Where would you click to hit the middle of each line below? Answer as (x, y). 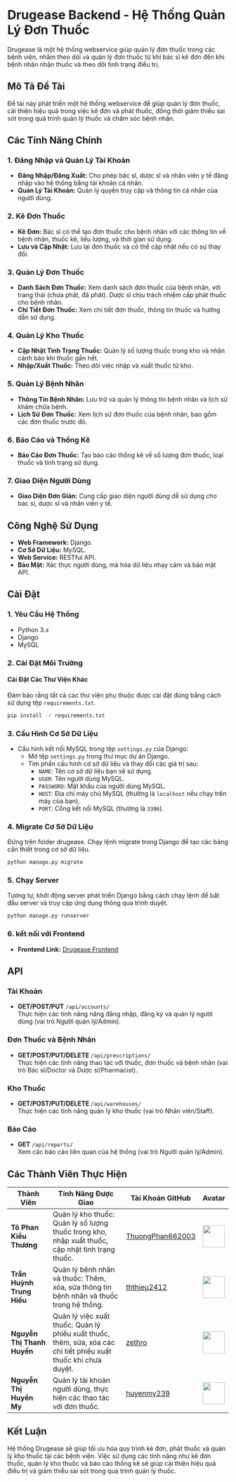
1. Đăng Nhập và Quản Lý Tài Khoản (69, 160)
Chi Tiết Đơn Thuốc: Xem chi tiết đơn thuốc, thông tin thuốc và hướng (119, 310)
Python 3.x (33, 629)
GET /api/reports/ (45, 1144)
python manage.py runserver (48, 916)
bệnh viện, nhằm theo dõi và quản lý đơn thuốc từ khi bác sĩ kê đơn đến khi (116, 57)
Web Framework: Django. (55, 543)
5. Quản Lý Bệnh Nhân (46, 384)
